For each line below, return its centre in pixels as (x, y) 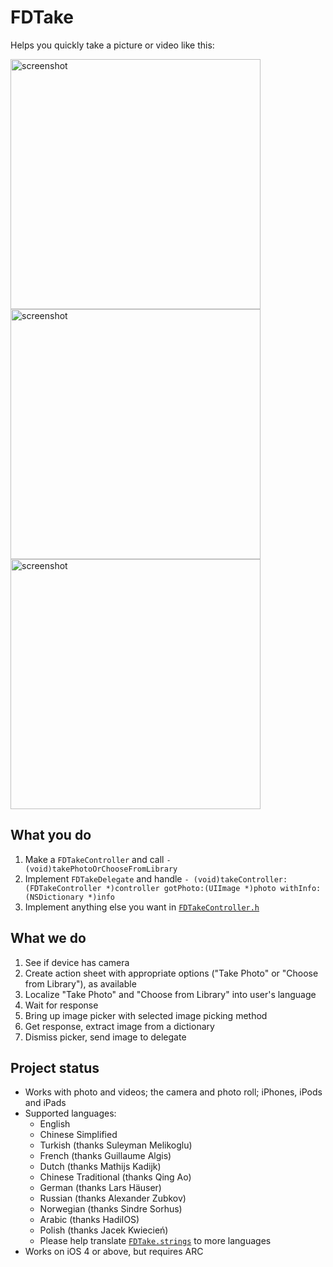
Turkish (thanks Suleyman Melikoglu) (116, 1145)
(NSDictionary (54, 897)
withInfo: (300, 888)
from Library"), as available (80, 983)
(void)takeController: (240, 879)
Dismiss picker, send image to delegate (105, 1037)
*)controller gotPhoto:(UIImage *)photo (191, 888)
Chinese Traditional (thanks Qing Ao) (115, 1177)
